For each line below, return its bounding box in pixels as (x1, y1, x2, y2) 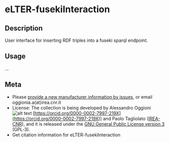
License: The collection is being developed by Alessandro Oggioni (12, 104, 151, 110)
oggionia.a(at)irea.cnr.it (12, 99, 62, 105)
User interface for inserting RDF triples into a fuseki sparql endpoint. (5, 37, 148, 43)
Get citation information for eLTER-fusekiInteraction (12, 131, 121, 138)
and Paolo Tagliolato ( (103, 116, 149, 122)
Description (5, 24, 43, 33)
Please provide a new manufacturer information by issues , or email (12, 94, 153, 100)
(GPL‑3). (12, 126, 31, 132)
